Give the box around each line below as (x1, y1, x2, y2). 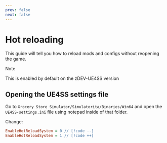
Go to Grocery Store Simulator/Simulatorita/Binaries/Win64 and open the (5, 104, 162, 110)
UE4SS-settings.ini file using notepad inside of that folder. (5, 109, 128, 115)
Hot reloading (5, 34, 64, 45)
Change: (5, 119, 23, 125)
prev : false (5, 7, 30, 13)
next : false (5, 12, 30, 17)
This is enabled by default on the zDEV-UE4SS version (5, 75, 119, 81)
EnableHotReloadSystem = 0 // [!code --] (5, 128, 94, 134)
